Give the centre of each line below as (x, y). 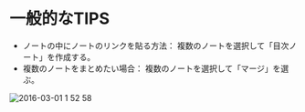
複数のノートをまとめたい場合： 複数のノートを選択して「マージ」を (152, 68)
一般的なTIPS (60, 19)
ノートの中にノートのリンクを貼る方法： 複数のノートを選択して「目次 (156, 46)
